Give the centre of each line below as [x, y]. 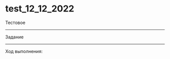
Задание [14, 37]
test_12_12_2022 [40, 9]
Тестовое [15, 22]
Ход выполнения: [24, 51]
